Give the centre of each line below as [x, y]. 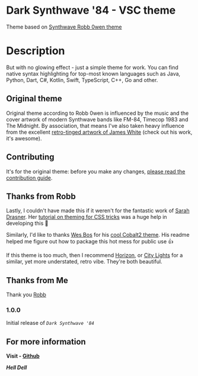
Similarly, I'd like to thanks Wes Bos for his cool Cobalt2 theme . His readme [98, 235]
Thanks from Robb [41, 196]
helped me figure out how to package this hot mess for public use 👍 [90, 242]
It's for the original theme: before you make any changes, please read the [96, 171]
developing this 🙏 [27, 223]
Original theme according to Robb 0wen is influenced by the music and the [98, 113]
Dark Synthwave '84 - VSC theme [91, 10]
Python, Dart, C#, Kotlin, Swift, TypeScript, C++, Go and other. [82, 80]
